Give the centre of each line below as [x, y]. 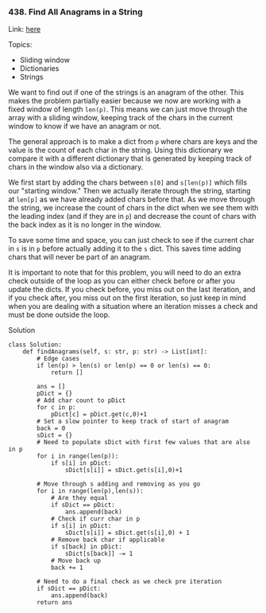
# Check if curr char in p [95, 519]
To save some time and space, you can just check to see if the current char [131, 240]
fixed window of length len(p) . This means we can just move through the [128, 109]
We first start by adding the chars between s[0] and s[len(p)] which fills [128, 182]
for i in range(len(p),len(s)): [91, 491]
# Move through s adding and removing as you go [119, 484]
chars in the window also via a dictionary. [76, 167]
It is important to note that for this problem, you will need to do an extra [125, 272]
